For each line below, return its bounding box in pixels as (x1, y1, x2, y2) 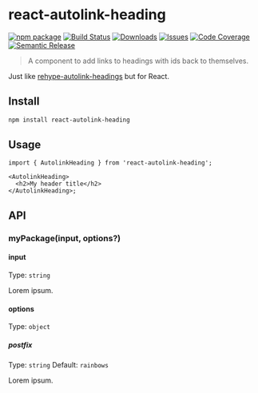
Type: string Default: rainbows (8, 360, 109, 370)
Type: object (8, 322, 50, 331)
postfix (8, 339, 33, 349)
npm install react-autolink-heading (8, 116, 130, 124)
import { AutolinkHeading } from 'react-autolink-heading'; (8, 159, 213, 167)
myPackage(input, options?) (8, 232, 121, 244)
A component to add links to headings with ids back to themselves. (27, 56, 249, 65)
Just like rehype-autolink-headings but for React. (8, 71, 170, 81)
